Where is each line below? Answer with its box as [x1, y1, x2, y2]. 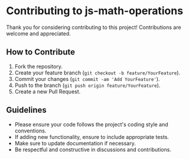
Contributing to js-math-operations [6, 4, 184, 18]
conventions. [14, 127, 47, 134]
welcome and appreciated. [6, 30, 71, 37]
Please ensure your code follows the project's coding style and [14, 121, 168, 128]
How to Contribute [6, 47, 76, 57]
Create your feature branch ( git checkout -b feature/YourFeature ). [14, 69, 181, 76]
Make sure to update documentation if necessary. [14, 139, 136, 147]
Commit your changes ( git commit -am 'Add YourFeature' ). [14, 75, 161, 82]
